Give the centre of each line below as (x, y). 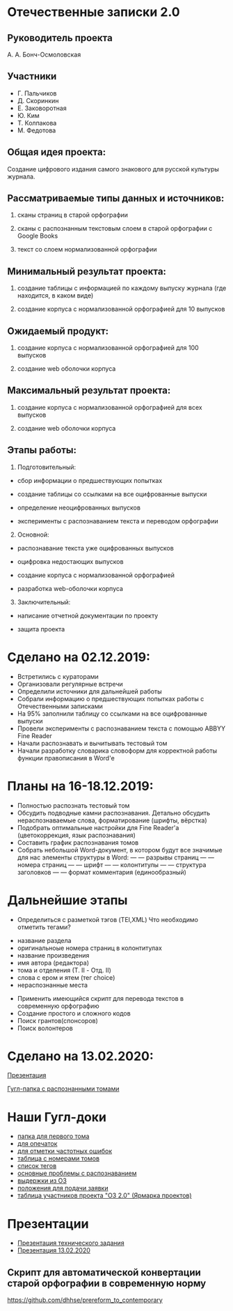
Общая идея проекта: (57, 152)
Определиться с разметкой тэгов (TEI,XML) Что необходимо (107, 919)
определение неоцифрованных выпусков (79, 507)
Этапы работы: (42, 450)
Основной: (33, 535)
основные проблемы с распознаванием (77, 1173)
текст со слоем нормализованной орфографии (87, 250)
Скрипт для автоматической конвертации (104, 1272)
